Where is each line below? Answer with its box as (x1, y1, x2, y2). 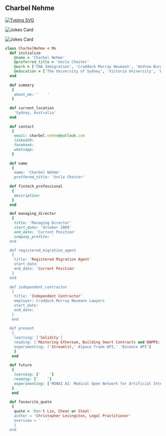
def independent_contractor (9, 285, 68, 290)
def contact (9, 124, 35, 129)
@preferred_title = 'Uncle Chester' (14, 59, 90, 65)
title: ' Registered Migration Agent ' (14, 257, 92, 262)
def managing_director (9, 211, 56, 216)
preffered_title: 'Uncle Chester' (14, 175, 85, 180)
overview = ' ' (14, 418, 50, 423)
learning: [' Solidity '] (14, 335, 63, 340)
